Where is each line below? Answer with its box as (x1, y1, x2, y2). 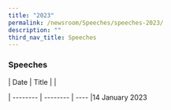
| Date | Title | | (8, 77, 57, 86)
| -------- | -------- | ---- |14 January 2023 (8, 92, 147, 102)
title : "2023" (8, 11, 55, 20)
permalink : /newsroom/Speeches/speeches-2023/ (8, 19, 164, 27)
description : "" (8, 26, 61, 34)
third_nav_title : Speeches (8, 33, 97, 42)
